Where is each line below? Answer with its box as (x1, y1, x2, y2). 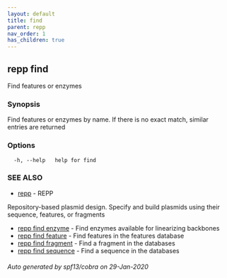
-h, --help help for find (13, 156, 97, 163)
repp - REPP (17, 189, 54, 197)
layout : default (7, 10, 55, 18)
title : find (7, 17, 42, 24)
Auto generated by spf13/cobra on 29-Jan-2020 (7, 262, 149, 271)
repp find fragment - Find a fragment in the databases (17, 238, 175, 248)
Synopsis (7, 99, 40, 109)
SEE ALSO (7, 173, 43, 183)
